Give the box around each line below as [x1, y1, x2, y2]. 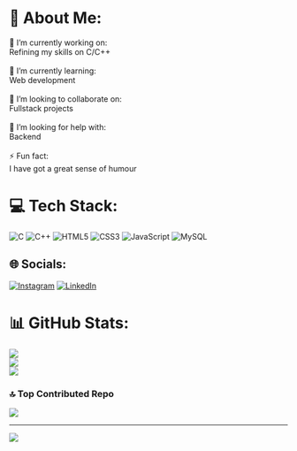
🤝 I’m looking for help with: [9, 121, 106, 132]
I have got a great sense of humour [9, 163, 137, 173]
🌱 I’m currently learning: [9, 65, 97, 76]
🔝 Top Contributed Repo [9, 387, 115, 400]
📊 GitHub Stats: [9, 313, 130, 333]
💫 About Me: [9, 8, 103, 28]
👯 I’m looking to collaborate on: [9, 93, 122, 104]
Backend [9, 131, 42, 141]
